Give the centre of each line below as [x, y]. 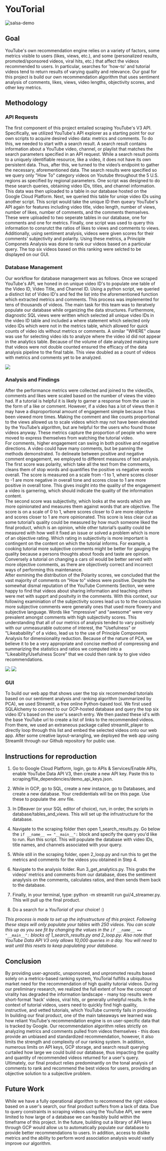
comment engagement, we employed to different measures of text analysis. [82, 459]
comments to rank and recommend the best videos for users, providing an [81, 1068]
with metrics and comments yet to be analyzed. [54, 357]
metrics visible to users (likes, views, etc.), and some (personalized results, [82, 56]
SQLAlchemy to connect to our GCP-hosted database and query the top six [82, 709]
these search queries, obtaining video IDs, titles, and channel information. [80, 186]
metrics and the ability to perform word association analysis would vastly [80, 1138]
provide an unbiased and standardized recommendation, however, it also [79, 1036]
